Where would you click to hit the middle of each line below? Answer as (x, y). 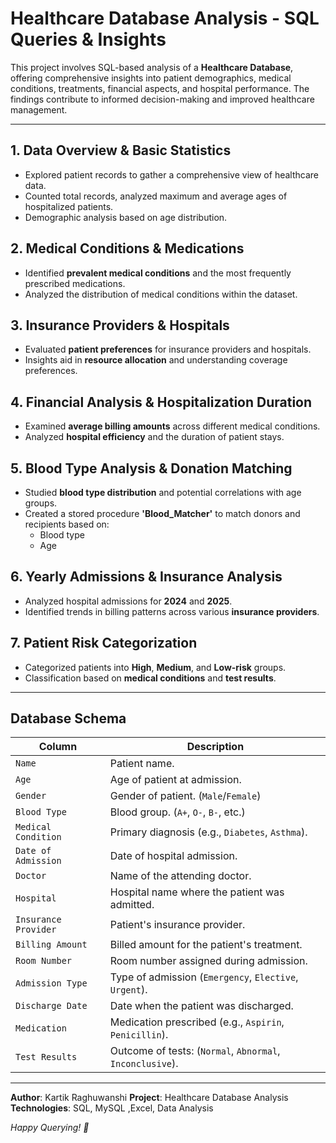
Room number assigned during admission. (208, 961)
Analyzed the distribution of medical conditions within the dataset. (161, 294)
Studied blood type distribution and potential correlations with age (163, 492)
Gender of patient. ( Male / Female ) (185, 796)
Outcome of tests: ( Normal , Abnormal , (195, 1051)
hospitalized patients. (69, 206)
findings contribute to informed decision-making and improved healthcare (162, 99)
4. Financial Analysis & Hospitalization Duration (161, 402)
